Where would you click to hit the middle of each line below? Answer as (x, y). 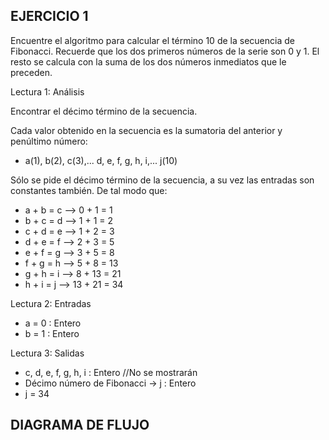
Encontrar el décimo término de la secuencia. (104, 111)
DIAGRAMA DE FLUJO (80, 425)
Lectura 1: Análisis (47, 91)
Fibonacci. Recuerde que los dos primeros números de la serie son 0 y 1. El (165, 51)
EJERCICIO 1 (49, 16)
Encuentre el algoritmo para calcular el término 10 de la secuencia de (152, 40)
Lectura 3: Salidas (47, 353)
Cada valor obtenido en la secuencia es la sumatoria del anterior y (146, 130)
